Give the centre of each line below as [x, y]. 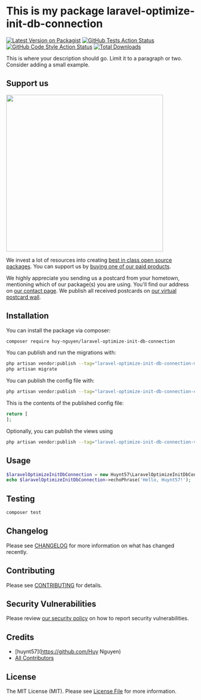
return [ [17, 414]
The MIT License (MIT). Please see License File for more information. [91, 691]
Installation [28, 316]
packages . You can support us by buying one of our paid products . [89, 266]
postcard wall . [24, 297]
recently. [17, 551]
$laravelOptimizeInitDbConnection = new [57, 474]
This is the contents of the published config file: [65, 403]
